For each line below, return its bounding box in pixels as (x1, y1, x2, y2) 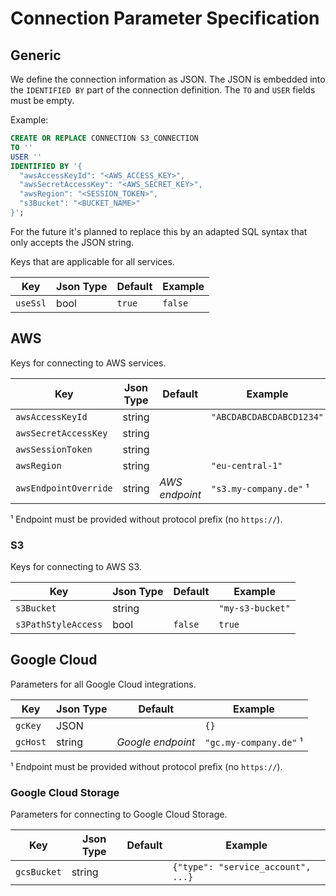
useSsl (15, 297, 47, 309)
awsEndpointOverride (15, 482, 113, 494)
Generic (10, 47, 62, 64)
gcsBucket (15, 867, 62, 878)
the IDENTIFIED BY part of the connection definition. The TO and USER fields (10, 84, 316, 96)
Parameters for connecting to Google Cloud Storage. (10, 808, 228, 821)
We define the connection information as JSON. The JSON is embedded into (10, 73, 326, 85)
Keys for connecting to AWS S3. (10, 560, 142, 572)
